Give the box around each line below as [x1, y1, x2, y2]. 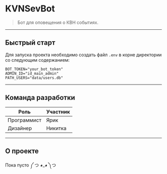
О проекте [5, 147, 39, 155]
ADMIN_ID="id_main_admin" [5, 71, 59, 76]
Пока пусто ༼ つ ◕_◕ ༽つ [5, 162, 56, 168]
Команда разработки [5, 93, 76, 102]
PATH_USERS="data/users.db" [5, 75, 64, 80]
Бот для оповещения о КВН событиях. [17, 19, 98, 25]
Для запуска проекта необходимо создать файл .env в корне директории [5, 52, 162, 58]
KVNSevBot [5, 3, 55, 14]
